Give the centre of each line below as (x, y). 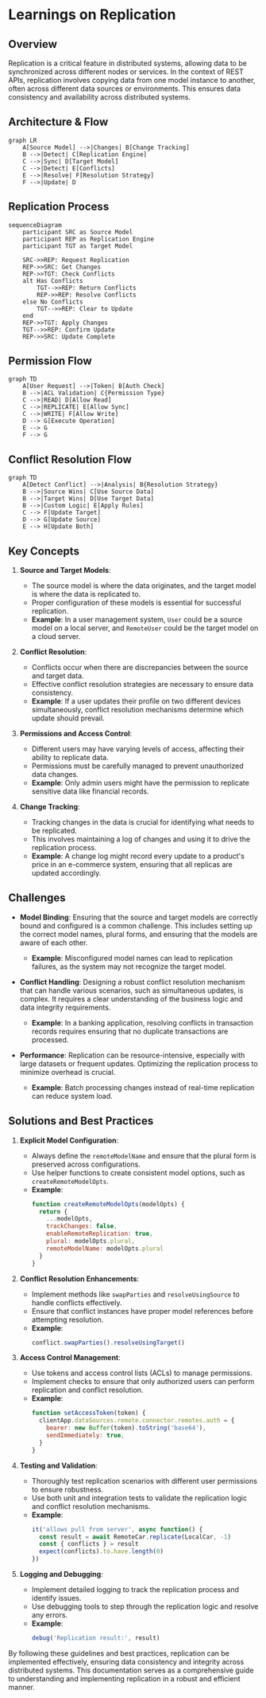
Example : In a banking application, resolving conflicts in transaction (143, 1022)
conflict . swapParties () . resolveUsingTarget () (108, 1343)
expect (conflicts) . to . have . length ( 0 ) (101, 1551)
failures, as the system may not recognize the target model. (129, 967)
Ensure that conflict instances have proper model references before (143, 1311)
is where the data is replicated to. (86, 594)
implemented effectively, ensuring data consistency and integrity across (126, 1661)
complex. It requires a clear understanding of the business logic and (131, 998)
